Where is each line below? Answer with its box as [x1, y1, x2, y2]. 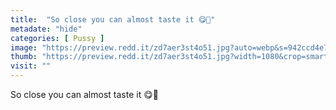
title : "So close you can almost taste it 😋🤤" [10, 14, 216, 25]
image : [10, 42, 38, 53]
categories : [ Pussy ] [10, 33, 105, 43]
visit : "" [10, 61, 52, 71]
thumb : [10, 52, 38, 62]
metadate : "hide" [10, 24, 83, 34]
